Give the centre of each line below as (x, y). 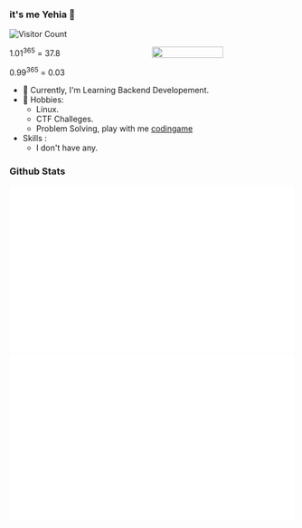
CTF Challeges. (65, 119)
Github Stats (38, 171)
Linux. (47, 109)
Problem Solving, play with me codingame (114, 128)
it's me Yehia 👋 (42, 14)
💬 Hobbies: (43, 100)
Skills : (34, 138)
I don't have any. (67, 148)
